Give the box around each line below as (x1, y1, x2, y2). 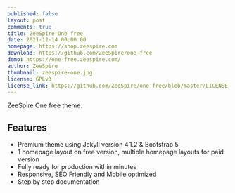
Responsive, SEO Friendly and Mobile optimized (17, 170, 157, 179)
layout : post (7, 17, 46, 24)
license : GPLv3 (7, 75, 52, 83)
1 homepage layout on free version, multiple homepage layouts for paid (17, 148, 224, 157)
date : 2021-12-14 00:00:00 (7, 36, 87, 44)
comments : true (7, 23, 52, 30)
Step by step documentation (17, 178, 100, 186)
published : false (7, 10, 58, 18)
